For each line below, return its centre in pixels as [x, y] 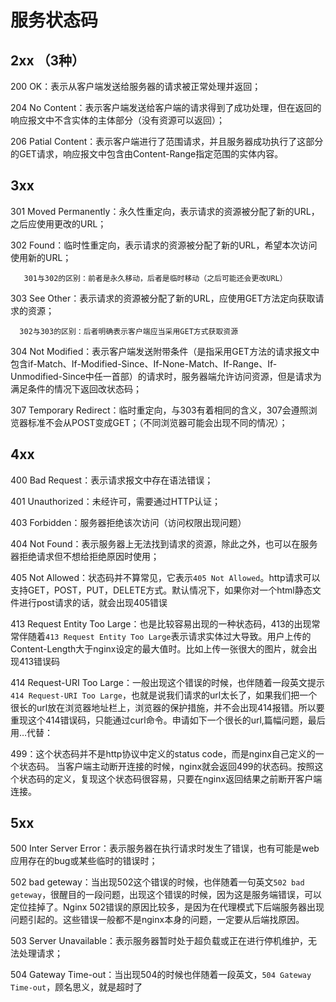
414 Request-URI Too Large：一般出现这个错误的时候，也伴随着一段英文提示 [167, 682]
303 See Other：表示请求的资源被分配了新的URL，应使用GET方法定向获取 [163, 298]
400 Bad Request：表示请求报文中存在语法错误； [112, 480]
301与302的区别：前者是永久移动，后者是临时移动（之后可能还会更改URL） [155, 278]
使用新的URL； [41, 257]
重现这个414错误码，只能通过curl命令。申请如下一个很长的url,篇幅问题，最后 [168, 720]
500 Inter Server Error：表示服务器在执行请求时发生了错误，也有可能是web [165, 848]
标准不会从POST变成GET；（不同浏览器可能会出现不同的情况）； [157, 422]
